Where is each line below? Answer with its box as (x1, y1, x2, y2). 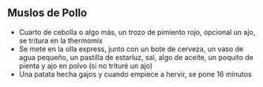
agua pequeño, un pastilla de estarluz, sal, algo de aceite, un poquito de (18, 52, 254, 62)
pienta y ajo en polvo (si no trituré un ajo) (18, 61, 153, 70)
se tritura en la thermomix (18, 36, 103, 45)
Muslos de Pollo (7, 6, 88, 20)
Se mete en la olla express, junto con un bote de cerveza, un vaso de (18, 43, 244, 54)
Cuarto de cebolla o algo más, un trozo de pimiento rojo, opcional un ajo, (18, 27, 256, 36)
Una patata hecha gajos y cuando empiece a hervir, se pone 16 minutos (18, 69, 252, 78)
